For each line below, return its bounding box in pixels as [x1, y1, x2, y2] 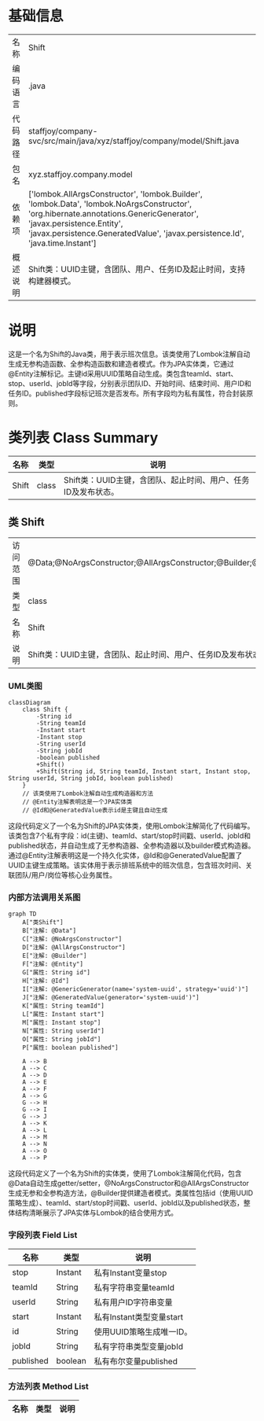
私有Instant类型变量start [93, 1311, 184, 1322]
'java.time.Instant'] [27, 237, 97, 248]
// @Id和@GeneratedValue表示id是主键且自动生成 [22, 806, 168, 814]
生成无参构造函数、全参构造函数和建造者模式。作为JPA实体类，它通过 [8, 359, 234, 368]
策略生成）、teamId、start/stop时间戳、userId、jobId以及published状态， [8, 1198, 244, 1208]
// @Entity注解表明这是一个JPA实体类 [22, 797, 133, 806]
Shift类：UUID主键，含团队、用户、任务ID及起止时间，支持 [27, 263, 246, 274]
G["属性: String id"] [22, 969, 90, 977]
